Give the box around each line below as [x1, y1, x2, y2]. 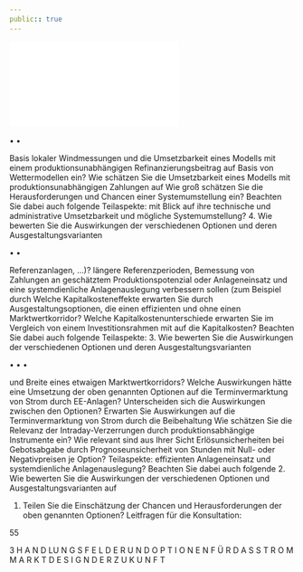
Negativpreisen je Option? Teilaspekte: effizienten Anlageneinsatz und [9, 453, 271, 464]
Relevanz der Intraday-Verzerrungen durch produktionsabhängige [9, 424, 255, 435]
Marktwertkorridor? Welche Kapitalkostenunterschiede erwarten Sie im [9, 312, 274, 323]
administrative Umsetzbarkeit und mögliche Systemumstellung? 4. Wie [9, 210, 273, 221]
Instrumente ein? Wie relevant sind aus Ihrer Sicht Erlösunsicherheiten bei [9, 434, 285, 445]
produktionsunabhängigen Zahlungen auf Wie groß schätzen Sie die [9, 181, 264, 192]
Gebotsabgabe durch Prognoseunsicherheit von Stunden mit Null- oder [9, 443, 276, 454]
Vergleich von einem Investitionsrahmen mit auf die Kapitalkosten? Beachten [9, 322, 295, 333]
